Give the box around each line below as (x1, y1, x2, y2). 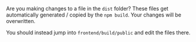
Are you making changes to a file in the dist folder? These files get (6, 5, 169, 12)
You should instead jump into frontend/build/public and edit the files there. (6, 29, 191, 36)
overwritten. (6, 18, 36, 24)
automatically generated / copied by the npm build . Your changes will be (6, 11, 181, 18)
